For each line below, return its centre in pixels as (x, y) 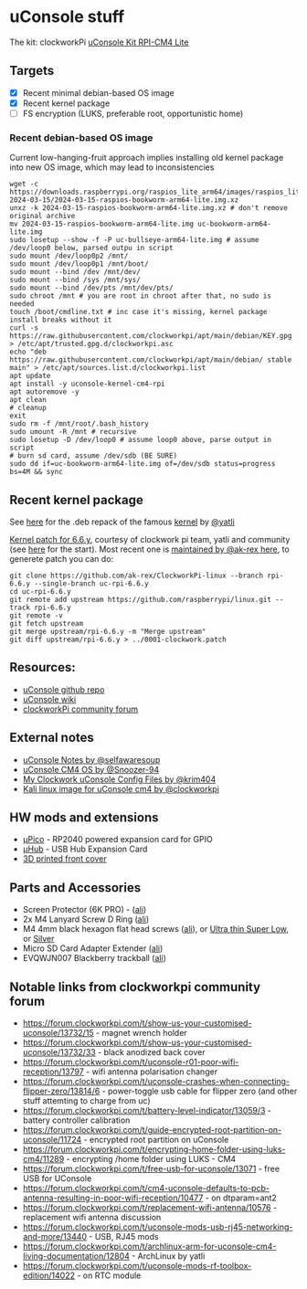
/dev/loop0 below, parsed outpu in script (91, 248)
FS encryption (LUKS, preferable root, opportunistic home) (133, 113)
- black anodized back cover (151, 1052)
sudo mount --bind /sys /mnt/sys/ (75, 280)
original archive (42, 217)
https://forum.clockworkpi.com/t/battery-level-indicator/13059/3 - (147, 1111)
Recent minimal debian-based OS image (99, 92)
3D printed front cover (64, 859)
